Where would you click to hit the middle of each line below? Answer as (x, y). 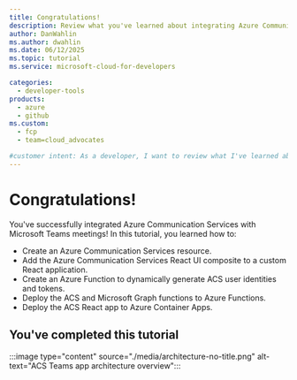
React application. (55, 270)
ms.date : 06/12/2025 (47, 50)
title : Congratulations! (55, 17)
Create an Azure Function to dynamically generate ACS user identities (149, 278)
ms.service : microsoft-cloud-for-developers (92, 67)
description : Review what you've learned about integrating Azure (134, 26)
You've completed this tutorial (94, 335)
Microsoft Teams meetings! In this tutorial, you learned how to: (123, 233)
